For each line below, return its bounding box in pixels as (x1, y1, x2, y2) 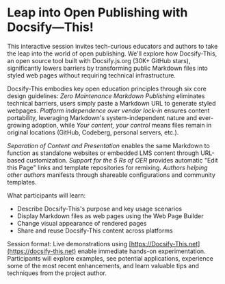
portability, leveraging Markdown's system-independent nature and (7, 113, 197, 121)
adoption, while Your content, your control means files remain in (31, 121, 212, 129)
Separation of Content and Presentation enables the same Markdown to (7, 141, 210, 150)
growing (7, 121, 31, 129)
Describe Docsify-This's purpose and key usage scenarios (16, 204, 183, 213)
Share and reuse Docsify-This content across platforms (16, 226, 173, 235)
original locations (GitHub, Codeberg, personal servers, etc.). (7, 128, 179, 137)
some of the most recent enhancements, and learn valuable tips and (7, 261, 200, 270)
